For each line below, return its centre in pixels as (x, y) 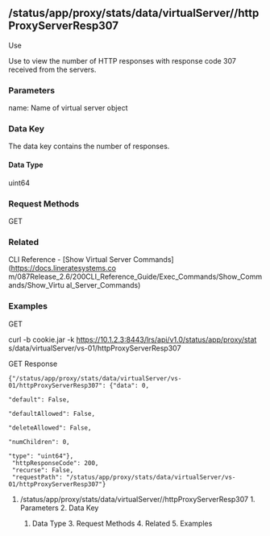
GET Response (33, 364)
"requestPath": (37, 477)
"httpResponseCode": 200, (55, 463)
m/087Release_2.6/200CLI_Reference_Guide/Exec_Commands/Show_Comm (135, 276)
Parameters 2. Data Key (59, 508)
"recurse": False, (43, 470)
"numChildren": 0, (39, 442)
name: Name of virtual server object (68, 108)
